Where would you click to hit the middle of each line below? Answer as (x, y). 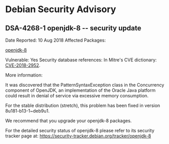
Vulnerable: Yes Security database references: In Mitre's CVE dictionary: (81, 60)
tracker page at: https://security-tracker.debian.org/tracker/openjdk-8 (78, 136)
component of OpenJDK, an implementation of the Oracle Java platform (80, 90)
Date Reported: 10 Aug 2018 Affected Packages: (56, 40)
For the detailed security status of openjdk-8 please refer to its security (80, 131)
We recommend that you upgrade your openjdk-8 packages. (69, 121)
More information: (24, 75)
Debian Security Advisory (61, 9)
